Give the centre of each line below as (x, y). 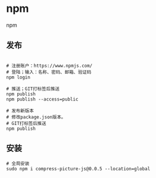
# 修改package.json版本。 (36, 117)
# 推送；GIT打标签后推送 (33, 89)
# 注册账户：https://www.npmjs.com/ (49, 65)
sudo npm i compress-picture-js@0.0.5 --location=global (78, 168)
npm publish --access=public (42, 99)
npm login (18, 77)
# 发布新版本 (20, 111)
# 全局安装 (18, 163)
